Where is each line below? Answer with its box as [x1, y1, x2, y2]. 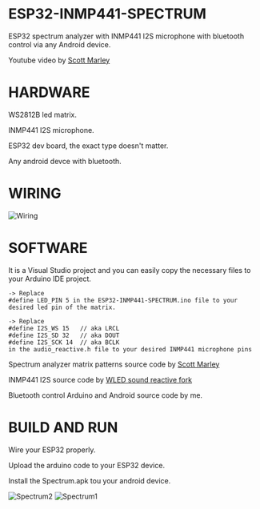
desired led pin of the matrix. [8, 303, 116, 311]
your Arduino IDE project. [8, 274, 92, 283]
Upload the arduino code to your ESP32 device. [8, 460, 166, 470]
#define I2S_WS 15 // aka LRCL [8, 324, 120, 332]
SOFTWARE [8, 239, 88, 257]
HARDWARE [8, 83, 90, 102]
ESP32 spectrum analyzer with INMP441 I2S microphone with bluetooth [8, 31, 245, 41]
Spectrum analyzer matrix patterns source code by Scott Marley [8, 359, 220, 369]
